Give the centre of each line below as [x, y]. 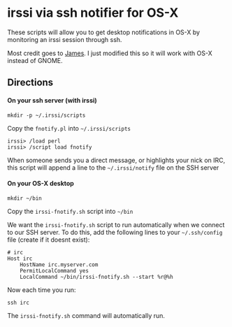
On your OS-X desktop [41, 184]
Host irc [20, 259]
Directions [30, 83]
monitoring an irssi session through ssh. [65, 39]
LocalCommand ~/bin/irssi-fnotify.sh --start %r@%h [96, 277]
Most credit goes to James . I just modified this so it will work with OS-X [110, 53]
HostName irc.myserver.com [59, 264]
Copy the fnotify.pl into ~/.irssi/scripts [69, 128]
